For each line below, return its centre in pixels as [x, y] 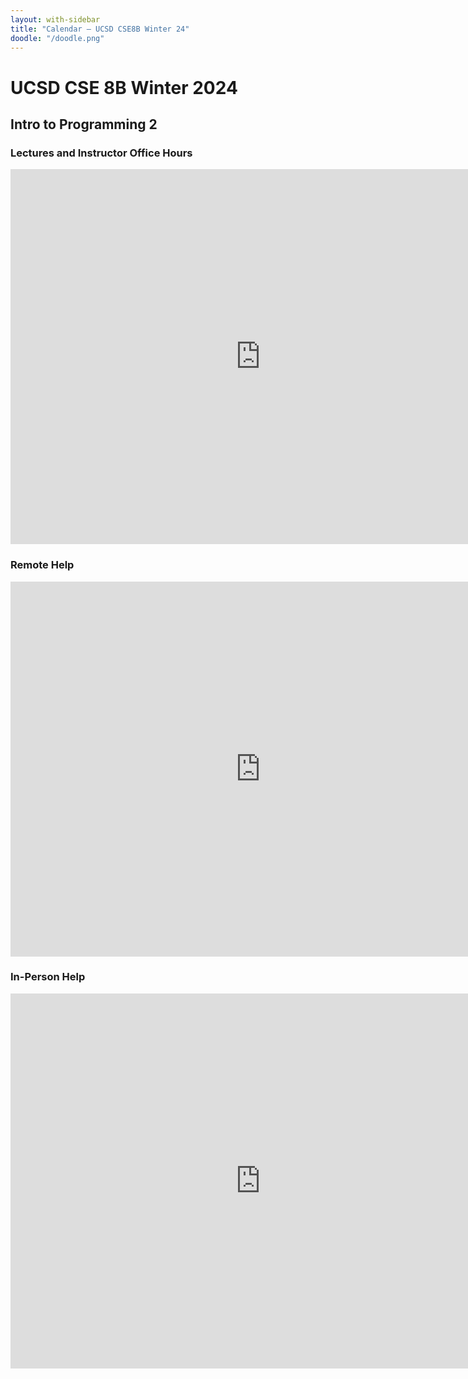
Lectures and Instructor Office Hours [101, 153]
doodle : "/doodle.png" [57, 38]
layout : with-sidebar [55, 19]
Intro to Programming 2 [84, 124]
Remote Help [42, 565]
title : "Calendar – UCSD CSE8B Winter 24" [100, 29]
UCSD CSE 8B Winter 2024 [124, 87]
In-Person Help [48, 977]
